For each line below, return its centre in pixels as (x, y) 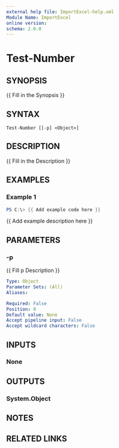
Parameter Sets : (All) (35, 287)
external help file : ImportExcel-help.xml (60, 12)
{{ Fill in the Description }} (38, 161)
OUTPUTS (26, 381)
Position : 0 (21, 309)
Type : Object (23, 282)
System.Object (29, 399)
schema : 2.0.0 (24, 29)
